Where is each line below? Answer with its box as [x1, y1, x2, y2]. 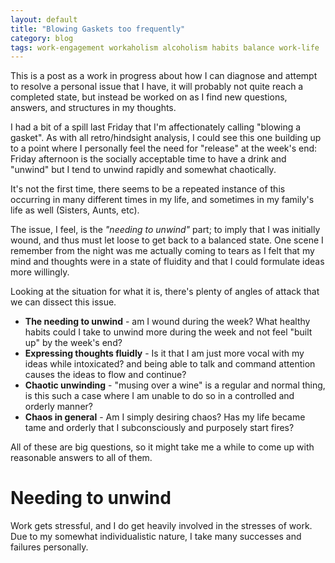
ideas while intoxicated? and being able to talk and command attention [24, 358, 316, 370]
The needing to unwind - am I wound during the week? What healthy [24, 316, 311, 328]
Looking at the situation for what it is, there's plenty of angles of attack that [10, 286, 320, 298]
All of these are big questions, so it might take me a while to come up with [10, 441, 315, 453]
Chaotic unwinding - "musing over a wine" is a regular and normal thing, [24, 379, 326, 391]
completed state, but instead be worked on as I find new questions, [10, 91, 288, 103]
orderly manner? [24, 401, 93, 413]
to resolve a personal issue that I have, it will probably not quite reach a [10, 81, 304, 93]
